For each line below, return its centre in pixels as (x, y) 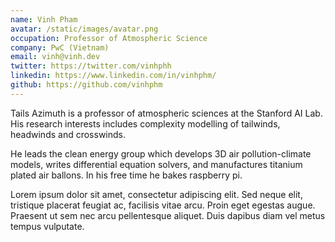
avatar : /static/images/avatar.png (84, 29)
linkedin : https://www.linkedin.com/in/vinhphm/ (113, 76)
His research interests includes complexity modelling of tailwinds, (145, 123)
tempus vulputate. (47, 226)
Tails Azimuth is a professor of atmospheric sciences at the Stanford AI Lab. (166, 113)
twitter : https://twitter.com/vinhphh (91, 66)
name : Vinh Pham (44, 19)
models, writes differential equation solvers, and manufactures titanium (156, 164)
